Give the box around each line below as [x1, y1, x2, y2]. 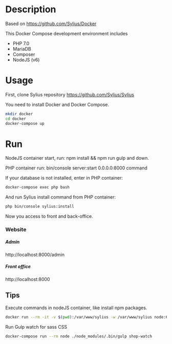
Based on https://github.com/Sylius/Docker [5, 20, 97, 27]
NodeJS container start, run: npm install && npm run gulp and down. [5, 155, 149, 161]
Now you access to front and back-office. [5, 213, 93, 220]
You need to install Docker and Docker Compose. [5, 101, 109, 107]
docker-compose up [5, 121, 45, 126]
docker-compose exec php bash [5, 185, 70, 190]
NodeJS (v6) [12, 56, 40, 62]
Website [5, 226, 27, 233]
